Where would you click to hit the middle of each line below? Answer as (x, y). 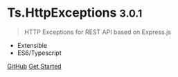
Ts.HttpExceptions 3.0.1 (75, 13)
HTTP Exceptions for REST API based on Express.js (98, 32)
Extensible (32, 45)
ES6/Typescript (39, 53)
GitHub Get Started (34, 66)
